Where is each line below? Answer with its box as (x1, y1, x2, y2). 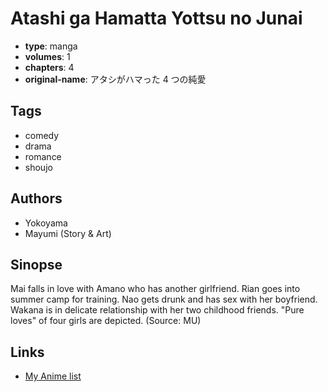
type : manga (24, 40, 78, 52)
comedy (24, 129, 60, 141)
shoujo (24, 161, 53, 173)
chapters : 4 (24, 61, 75, 73)
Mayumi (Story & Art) (24, 227, 112, 239)
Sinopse (10, 256, 63, 273)
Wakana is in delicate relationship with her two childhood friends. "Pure (10, 304, 305, 316)
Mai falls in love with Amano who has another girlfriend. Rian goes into (10, 283, 301, 295)
